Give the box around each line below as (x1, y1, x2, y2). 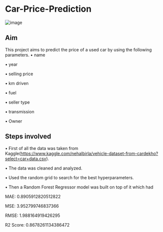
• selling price (5, 71, 33, 77)
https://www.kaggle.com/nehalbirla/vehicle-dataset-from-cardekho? (20, 150, 158, 156)
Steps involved (5, 132, 52, 141)
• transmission (5, 108, 35, 114)
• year (5, 61, 18, 67)
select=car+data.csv (5, 155, 47, 162)
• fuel (5, 89, 17, 96)
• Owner (5, 118, 22, 124)
